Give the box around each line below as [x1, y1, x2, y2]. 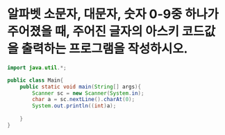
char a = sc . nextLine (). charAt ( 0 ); [32, 96, 135, 103]
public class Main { [7, 77, 64, 84]
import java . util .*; [7, 64, 67, 71]
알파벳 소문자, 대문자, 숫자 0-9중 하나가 [7, 6, 219, 22]
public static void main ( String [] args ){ [19, 83, 141, 90]
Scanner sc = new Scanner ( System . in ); [32, 89, 144, 97]
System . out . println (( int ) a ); [32, 102, 117, 109]
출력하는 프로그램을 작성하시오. [21, 41, 188, 57]
